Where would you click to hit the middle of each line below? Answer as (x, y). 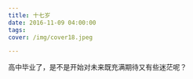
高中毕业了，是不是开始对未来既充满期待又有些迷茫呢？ (97, 67)
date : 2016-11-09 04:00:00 (52, 23)
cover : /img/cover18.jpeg (50, 37)
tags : (17, 30)
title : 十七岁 (29, 15)
